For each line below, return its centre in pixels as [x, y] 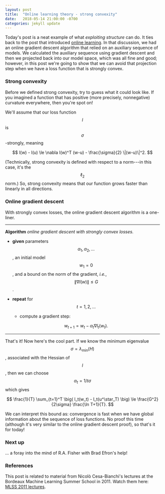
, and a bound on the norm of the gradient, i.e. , [59, 274]
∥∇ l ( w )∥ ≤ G [86, 282]
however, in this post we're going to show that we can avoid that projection [81, 63]
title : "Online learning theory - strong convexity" [61, 14]
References [19, 465]
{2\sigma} [61, 404]
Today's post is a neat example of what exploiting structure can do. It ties [79, 37]
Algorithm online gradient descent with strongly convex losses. [69, 232]
